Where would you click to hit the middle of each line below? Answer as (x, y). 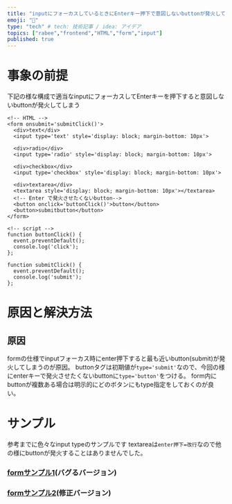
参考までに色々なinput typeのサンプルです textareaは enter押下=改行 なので (111, 444)
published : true (30, 40)
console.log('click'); (46, 247)
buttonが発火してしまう (47, 105)
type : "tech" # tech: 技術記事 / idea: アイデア (74, 26)
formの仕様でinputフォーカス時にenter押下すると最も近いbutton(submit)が (113, 358)
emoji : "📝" (23, 20)
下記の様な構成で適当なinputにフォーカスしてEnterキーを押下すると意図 (110, 96)
